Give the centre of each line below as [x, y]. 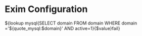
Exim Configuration [46, 9]
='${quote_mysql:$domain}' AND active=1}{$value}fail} [62, 28]
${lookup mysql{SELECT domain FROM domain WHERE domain [71, 23]
